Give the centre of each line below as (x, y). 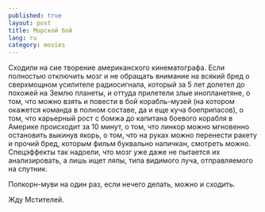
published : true (35, 15)
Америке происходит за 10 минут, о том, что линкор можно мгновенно (129, 127)
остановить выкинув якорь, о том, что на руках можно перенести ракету (133, 135)
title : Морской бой (40, 30)
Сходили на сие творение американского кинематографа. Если (116, 67)
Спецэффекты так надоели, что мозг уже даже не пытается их (114, 152)
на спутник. (28, 169)
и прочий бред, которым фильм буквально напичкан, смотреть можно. (130, 144)
